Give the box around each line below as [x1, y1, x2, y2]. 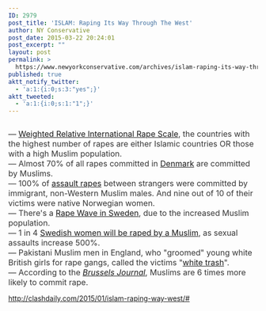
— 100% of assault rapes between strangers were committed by [8, 178, 248, 189]
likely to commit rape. [8, 277, 89, 288]
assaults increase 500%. [8, 237, 101, 248]
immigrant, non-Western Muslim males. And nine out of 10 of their [8, 188, 253, 199]
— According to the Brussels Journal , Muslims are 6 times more [8, 267, 247, 278]
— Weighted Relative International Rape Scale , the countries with [8, 128, 250, 139]
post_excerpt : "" [8, 41, 66, 49]
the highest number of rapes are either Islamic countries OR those [8, 138, 255, 150]
